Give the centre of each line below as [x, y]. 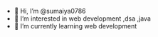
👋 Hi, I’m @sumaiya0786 [50, 11]
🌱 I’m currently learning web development [75, 26]
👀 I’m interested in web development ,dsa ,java [83, 18]
